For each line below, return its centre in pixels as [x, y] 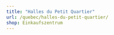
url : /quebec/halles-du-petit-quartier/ [58, 17]
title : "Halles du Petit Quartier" [51, 12]
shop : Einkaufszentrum [34, 23]
